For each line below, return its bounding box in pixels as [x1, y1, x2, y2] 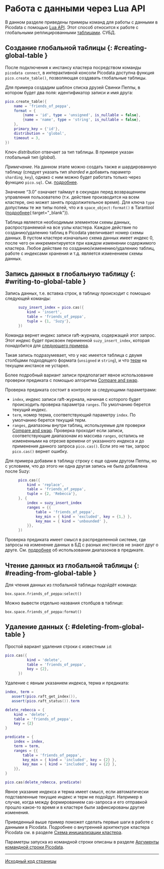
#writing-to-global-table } [5, 277, 86, 286]
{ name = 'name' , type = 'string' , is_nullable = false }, [22, 117, 141, 123]
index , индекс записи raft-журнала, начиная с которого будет [12, 396, 141, 402]
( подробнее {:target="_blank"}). [5, 209, 69, 216]
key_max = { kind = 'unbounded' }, [36, 519, 108, 523]
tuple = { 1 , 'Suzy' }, [26, 319, 71, 323]
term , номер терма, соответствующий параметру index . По [12, 412, 136, 418]
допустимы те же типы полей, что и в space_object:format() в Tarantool [5, 204, 154, 210]
